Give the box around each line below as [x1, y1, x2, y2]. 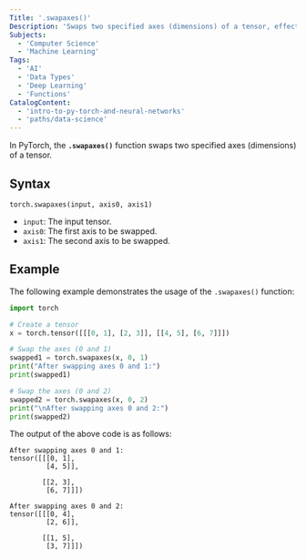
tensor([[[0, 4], [9, 510, 76, 519]
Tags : [9, 56, 30, 65]
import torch [9, 303, 59, 312]
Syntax [9, 176, 51, 191]
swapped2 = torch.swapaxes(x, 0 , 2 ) [9, 395, 148, 404]
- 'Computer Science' [17, 38, 100, 48]
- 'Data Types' [17, 73, 76, 82]
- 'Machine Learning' [17, 47, 100, 56]
